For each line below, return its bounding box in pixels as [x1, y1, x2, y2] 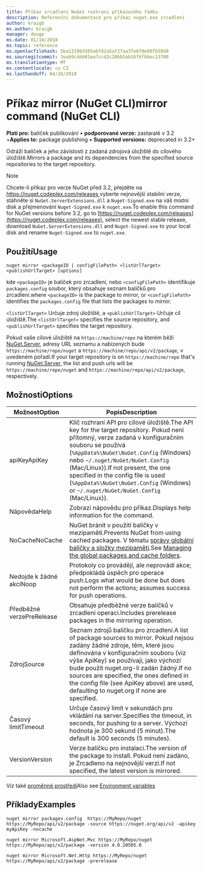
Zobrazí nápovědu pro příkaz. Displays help [69, 503, 192, 511]
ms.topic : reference [6, 43, 59, 49]
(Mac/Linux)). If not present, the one [69, 463, 171, 472]
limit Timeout [9, 722, 45, 731]
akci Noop [9, 580, 37, 588]
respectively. [6, 372, 38, 380]
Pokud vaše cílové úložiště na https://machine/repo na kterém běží [6, 334, 174, 341]
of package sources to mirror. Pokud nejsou [69, 633, 194, 641]
